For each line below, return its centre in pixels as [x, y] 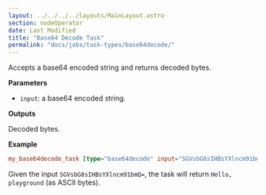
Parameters [28, 83]
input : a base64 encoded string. [72, 98]
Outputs [22, 114]
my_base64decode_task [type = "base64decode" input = [93, 159]
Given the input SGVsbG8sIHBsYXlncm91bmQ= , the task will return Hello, [120, 174]
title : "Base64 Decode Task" [56, 38]
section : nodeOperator [46, 23]
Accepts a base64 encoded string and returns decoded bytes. [110, 67]
